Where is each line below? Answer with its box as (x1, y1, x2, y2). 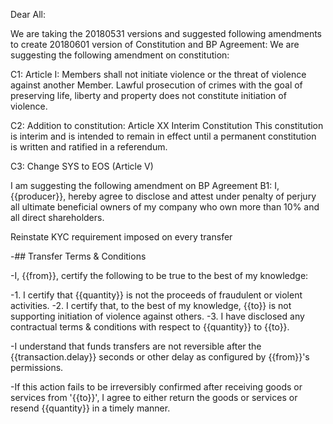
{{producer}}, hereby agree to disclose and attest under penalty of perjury (10, 190, 317, 202)
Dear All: (10, 9, 46, 20)
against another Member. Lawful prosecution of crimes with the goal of (10, 79, 303, 91)
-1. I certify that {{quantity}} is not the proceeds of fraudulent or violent (10, 289, 303, 301)
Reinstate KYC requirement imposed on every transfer (10, 231, 233, 243)
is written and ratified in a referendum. (10, 141, 168, 153)
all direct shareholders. (10, 212, 105, 223)
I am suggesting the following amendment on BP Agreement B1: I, (10, 180, 280, 191)
